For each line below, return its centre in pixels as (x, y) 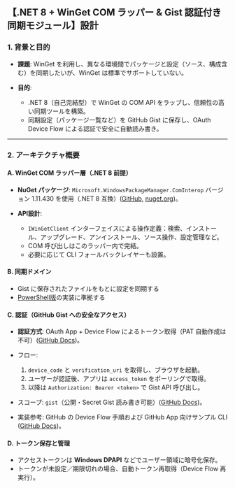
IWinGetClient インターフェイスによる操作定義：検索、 (107, 228)
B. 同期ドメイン (29, 272)
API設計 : (30, 213)
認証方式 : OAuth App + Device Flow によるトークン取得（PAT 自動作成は (122, 331)
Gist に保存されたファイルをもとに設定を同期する (88, 289)
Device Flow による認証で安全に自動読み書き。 (95, 129)
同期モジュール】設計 (53, 26)
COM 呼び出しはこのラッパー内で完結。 (85, 245)
